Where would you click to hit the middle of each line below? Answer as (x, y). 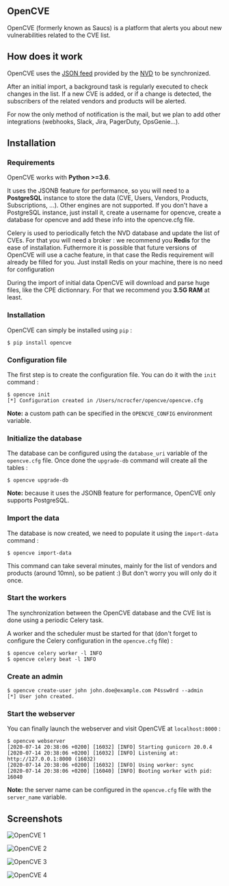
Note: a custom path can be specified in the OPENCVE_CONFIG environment (110, 413)
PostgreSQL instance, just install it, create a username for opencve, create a (114, 212)
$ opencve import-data (39, 553)
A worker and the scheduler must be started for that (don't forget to (102, 633)
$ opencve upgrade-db (38, 480)
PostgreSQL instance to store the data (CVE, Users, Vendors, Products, (108, 198)
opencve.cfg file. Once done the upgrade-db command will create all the (107, 460)
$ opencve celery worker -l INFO (55, 653)
